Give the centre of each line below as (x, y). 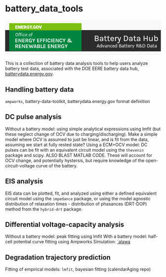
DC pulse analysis (33, 117)
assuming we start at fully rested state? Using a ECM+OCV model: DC (76, 145)
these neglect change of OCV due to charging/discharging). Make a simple (81, 134)
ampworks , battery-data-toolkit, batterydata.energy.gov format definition (78, 101)
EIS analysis (24, 181)
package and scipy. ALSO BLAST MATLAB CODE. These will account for (79, 155)
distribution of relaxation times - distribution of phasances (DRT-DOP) (76, 204)
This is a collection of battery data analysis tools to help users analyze (77, 63)
